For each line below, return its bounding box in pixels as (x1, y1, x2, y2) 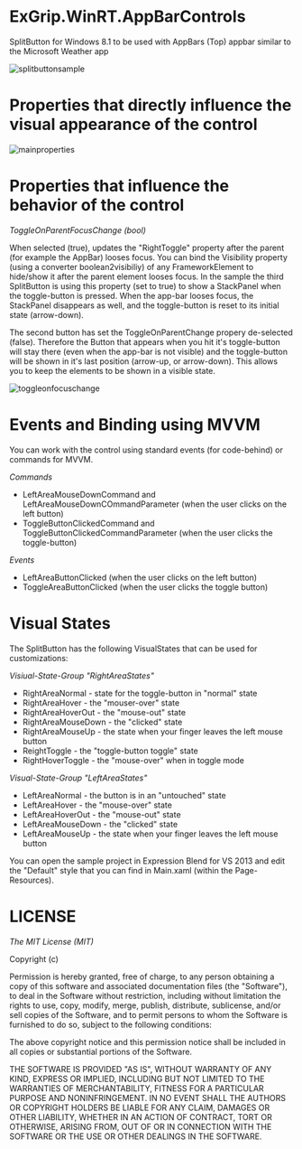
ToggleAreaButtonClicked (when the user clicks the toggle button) (22, 581, 269, 593)
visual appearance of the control (9, 115, 259, 135)
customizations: (9, 652, 69, 663)
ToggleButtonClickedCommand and (22, 518, 155, 528)
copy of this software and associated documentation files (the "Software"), (9, 980, 288, 991)
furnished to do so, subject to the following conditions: (9, 1019, 212, 1030)
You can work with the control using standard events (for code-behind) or (9, 444, 284, 455)
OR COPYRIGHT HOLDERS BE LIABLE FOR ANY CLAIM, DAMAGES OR (9, 1102, 270, 1113)
